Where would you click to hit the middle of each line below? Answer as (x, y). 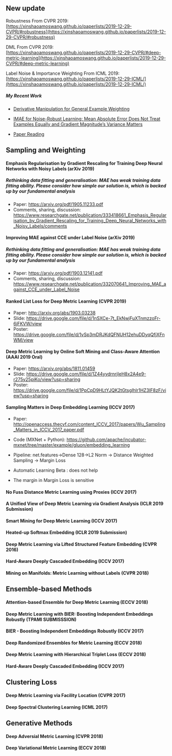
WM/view (23, 340)
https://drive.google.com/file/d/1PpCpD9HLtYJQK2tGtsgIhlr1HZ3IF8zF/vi (90, 390)
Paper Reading (29, 134)
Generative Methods (39, 723)
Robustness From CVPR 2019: (37, 20)
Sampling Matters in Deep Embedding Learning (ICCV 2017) (70, 407)
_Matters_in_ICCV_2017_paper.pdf (49, 429)
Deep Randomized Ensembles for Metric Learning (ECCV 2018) (74, 643)
